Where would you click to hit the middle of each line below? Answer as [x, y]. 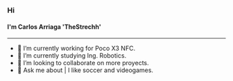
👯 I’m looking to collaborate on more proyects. [83, 63]
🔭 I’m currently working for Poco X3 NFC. [76, 48]
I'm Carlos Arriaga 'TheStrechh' [54, 27]
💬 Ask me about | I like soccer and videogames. [85, 70]
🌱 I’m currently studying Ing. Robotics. [72, 56]
